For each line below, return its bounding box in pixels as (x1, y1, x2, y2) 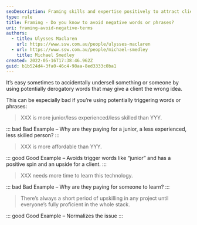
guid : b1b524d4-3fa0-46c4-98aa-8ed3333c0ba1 (6, 63, 117, 69)
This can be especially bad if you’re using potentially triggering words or (6, 97, 181, 104)
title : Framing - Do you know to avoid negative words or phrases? (6, 19, 175, 25)
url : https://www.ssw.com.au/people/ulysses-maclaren (16, 42, 151, 47)
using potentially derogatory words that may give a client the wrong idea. (6, 86, 183, 93)
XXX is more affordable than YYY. (20, 143, 103, 150)
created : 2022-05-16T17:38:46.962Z (6, 57, 93, 63)
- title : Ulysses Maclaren (11, 36, 77, 42)
